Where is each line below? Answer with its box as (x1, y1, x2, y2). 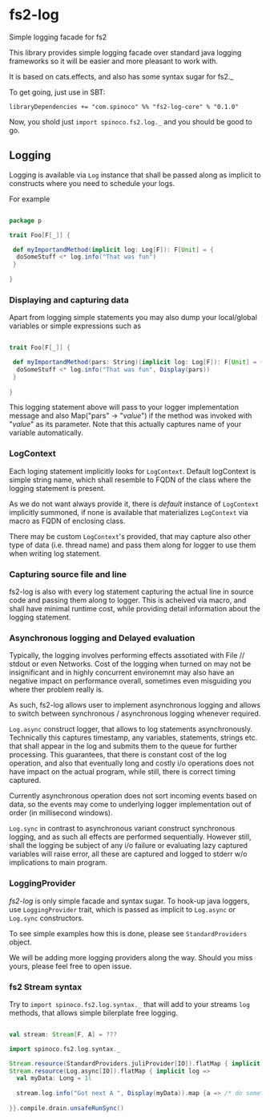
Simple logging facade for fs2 (9, 32, 107, 42)
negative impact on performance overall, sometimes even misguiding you (9, 676, 252, 686)
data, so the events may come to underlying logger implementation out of (9, 800, 252, 810)
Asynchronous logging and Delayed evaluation (9, 632, 195, 643)
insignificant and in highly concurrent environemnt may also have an (9, 668, 235, 677)
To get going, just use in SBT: (9, 87, 106, 97)
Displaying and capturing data (9, 294, 129, 306)
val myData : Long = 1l (16, 1074, 92, 1082)
